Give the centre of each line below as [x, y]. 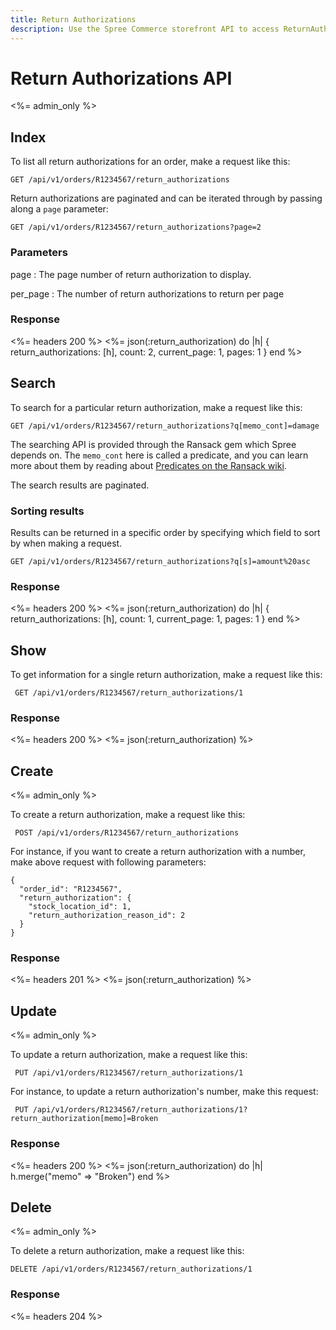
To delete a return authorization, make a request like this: [127, 1251]
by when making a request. [66, 543]
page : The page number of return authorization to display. [131, 274]
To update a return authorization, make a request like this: [129, 1055]
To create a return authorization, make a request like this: [128, 815]
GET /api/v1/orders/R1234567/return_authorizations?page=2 [136, 227]
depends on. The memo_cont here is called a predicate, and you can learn [159, 455]
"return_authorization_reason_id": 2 [107, 916]
